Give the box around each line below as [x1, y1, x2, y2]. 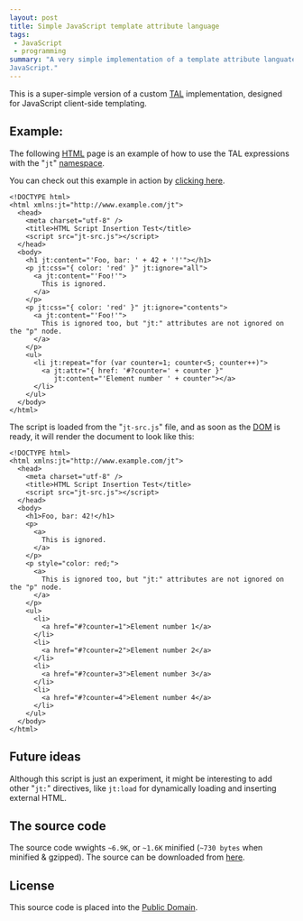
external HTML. [9, 792, 68, 803]
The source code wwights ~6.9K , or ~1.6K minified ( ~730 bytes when [9, 843, 263, 853]
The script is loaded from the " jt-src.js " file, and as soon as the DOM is [9, 421, 281, 432]
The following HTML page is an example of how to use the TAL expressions [9, 148, 290, 159]
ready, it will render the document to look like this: [9, 430, 195, 442]
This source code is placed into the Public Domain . [9, 902, 198, 913]
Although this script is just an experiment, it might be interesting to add [9, 773, 273, 784]
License [9, 878, 55, 893]
